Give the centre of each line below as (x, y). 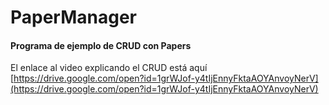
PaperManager (74, 17)
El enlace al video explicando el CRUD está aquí (109, 68)
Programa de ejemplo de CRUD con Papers (101, 45)
